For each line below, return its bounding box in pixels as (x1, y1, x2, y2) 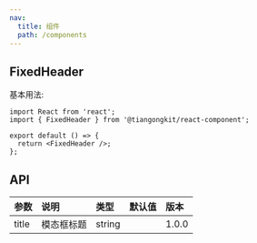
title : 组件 (17, 22, 61, 31)
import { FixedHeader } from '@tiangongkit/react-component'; (9, 116, 250, 125)
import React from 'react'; (9, 107, 116, 116)
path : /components (17, 30, 88, 39)
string (95, 218, 121, 230)
